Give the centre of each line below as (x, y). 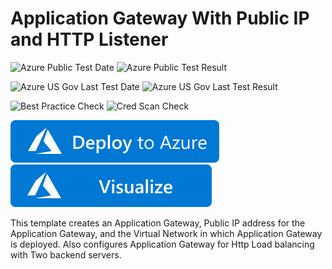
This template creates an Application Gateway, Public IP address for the (158, 223)
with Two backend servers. (66, 254)
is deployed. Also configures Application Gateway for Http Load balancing (162, 244)
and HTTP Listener (89, 39)
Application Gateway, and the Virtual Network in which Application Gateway (166, 233)
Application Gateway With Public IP (160, 18)
